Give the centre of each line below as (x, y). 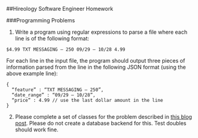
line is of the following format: (52, 38)
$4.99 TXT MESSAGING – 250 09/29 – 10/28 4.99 (66, 49)
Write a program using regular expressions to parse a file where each (101, 32)
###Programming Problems (41, 20)
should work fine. (37, 130)
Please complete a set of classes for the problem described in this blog (103, 117)
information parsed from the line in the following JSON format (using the (96, 67)
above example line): (32, 74)
